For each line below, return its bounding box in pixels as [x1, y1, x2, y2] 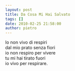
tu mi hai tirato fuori [5, 55, 46, 61]
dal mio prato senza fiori [5, 45, 55, 51]
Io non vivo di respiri [5, 39, 47, 45]
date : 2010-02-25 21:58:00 [5, 21, 61, 26]
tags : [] [5, 16, 23, 21]
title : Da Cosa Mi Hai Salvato [5, 12, 70, 17]
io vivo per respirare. [5, 61, 48, 67]
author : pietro [5, 26, 37, 31]
